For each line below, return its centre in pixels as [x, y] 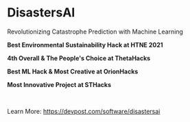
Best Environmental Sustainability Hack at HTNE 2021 [85, 45]
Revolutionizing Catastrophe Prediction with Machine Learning [95, 32]
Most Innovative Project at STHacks [59, 84]
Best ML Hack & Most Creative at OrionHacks [73, 71]
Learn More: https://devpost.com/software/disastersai [84, 111]
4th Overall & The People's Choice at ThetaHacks [79, 58]
